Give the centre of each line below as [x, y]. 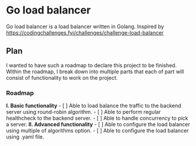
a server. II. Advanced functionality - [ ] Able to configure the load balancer [98, 124]
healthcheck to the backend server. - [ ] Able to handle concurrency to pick [97, 118]
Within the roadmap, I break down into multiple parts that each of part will [95, 72]
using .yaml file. [25, 137]
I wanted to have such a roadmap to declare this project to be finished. [92, 65]
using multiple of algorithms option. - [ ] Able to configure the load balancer [97, 131]
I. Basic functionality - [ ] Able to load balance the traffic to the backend [94, 106]
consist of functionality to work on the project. [62, 77]
